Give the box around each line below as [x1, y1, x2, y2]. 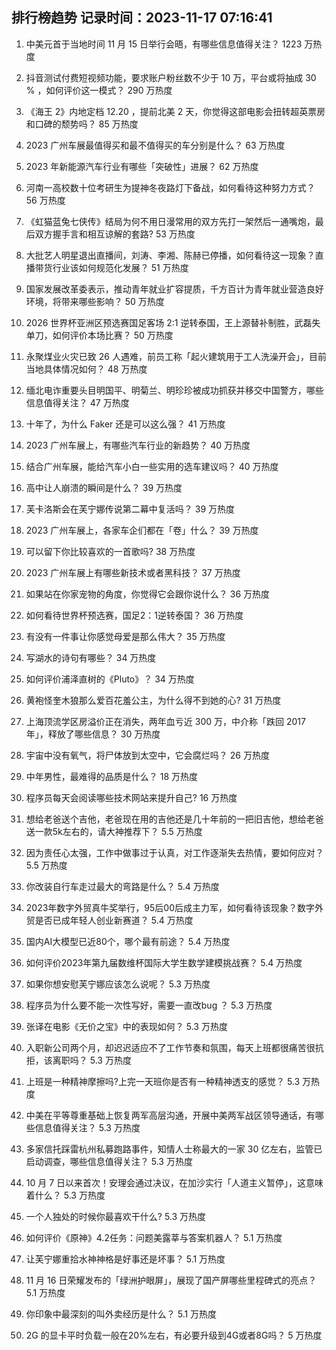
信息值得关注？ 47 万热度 [25, 396, 130, 408]
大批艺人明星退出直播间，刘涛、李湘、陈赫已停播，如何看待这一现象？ [25, 249, 316, 261]
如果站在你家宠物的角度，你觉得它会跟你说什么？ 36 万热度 [25, 588, 270, 600]
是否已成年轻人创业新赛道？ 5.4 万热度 [34, 914, 194, 926]
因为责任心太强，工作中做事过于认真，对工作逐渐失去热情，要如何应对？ [25, 846, 324, 858]
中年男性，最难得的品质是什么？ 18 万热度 [25, 770, 199, 782]
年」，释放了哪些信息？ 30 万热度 [25, 728, 161, 740]
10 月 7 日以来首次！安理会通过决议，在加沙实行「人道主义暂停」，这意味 [25, 1176, 324, 1188]
